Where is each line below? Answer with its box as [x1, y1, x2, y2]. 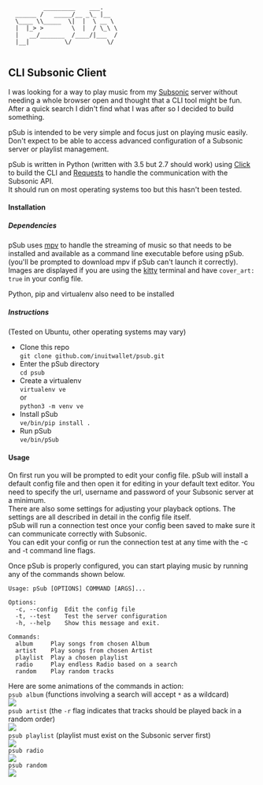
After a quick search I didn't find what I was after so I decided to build [8, 103, 234, 113]
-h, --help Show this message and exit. [15, 619, 160, 627]
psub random [8, 761, 47, 769]
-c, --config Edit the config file [15, 605, 135, 613]
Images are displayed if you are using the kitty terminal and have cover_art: [8, 266, 255, 275]
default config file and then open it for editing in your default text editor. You [8, 478, 255, 488]
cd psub [19, 369, 45, 378]
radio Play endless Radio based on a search [15, 660, 178, 668]
